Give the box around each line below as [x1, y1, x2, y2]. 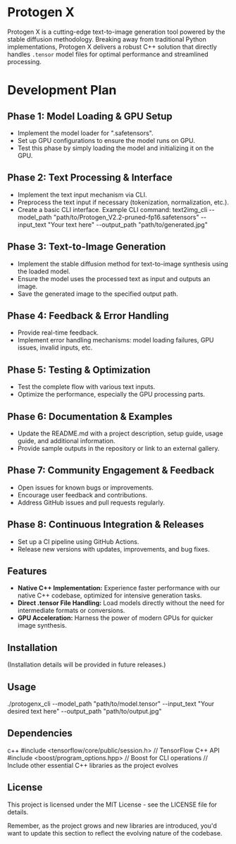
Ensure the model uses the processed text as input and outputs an [17, 274, 211, 283]
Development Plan [7, 82, 117, 99]
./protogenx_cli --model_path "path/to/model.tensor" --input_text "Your [7, 700, 215, 708]
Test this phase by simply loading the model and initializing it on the [17, 144, 214, 152]
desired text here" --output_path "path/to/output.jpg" [7, 707, 162, 716]
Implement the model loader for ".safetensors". [17, 128, 154, 137]
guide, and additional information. [17, 437, 116, 445]
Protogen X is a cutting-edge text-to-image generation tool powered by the [7, 27, 225, 36]
